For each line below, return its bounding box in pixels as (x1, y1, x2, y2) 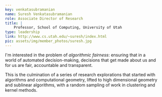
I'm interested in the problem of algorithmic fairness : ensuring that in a (5, 52, 146, 58)
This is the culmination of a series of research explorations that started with (5, 71, 156, 78)
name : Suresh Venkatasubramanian (5, 12, 73, 16)
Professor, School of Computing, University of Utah (14, 25, 122, 30)
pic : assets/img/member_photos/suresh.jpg (5, 39, 92, 44)
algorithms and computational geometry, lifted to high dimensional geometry (5, 77, 158, 82)
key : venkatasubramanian (5, 7, 55, 12)
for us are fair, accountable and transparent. (5, 62, 93, 68)
